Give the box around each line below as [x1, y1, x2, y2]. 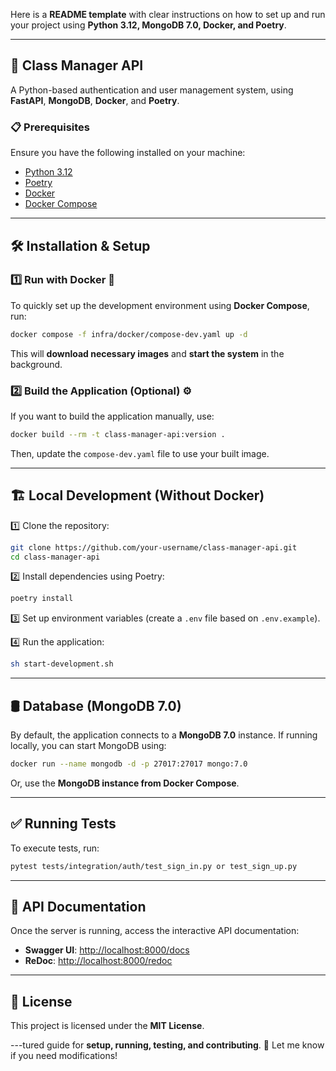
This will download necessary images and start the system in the [10, 347, 285, 359]
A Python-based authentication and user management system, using [10, 84, 294, 96]
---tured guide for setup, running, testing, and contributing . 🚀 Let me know [10, 1039, 325, 1051]
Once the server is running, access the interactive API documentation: [10, 925, 300, 937]
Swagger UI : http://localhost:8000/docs [24, 944, 190, 956]
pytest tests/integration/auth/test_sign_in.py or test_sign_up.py [10, 861, 298, 871]
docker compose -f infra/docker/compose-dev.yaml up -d [10, 329, 248, 339]
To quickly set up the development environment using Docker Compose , [10, 299, 310, 311]
